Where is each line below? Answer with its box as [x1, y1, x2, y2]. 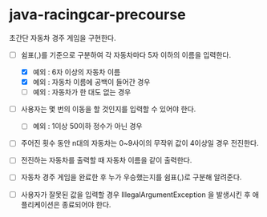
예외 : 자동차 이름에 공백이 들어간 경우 [32, 78, 151, 87]
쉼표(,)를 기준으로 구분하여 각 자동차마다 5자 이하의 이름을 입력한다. [20, 50, 232, 59]
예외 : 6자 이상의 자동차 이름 [32, 67, 121, 77]
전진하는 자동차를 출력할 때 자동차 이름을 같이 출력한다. [20, 155, 192, 165]
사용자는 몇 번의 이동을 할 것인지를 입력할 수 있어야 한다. [20, 104, 196, 114]
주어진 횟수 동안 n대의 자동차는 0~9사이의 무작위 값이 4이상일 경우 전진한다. [20, 139, 259, 148]
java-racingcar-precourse [9, 6, 187, 24]
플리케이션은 [20, 199, 61, 209]
